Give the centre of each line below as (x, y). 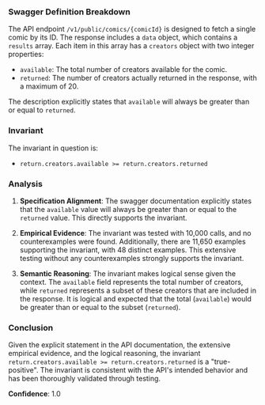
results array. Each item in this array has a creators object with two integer (131, 46)
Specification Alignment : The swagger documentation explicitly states (135, 201)
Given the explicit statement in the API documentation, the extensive (119, 345)
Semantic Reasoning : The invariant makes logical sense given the (127, 273)
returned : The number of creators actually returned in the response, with (138, 78)
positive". (23, 370)
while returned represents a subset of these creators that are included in (138, 290)
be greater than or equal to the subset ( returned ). (100, 307)
